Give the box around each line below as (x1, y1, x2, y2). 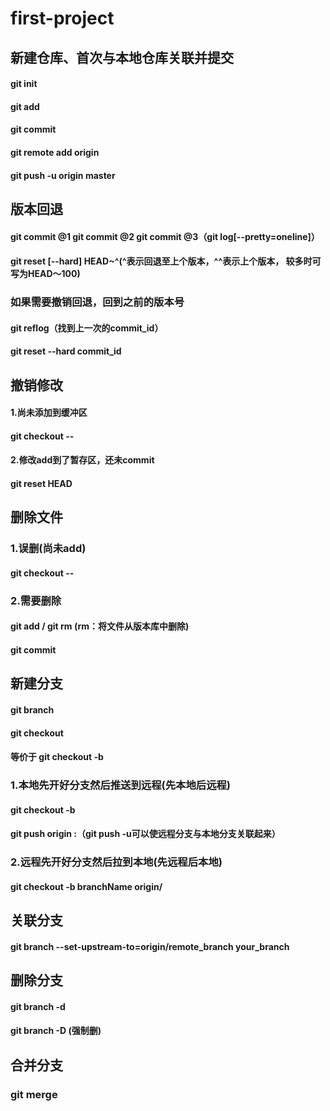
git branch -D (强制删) (10, 1025, 102, 1037)
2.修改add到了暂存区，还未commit (10, 454, 155, 466)
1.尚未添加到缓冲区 (10, 407, 88, 419)
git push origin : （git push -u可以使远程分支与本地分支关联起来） (10, 828, 281, 840)
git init (10, 78, 38, 90)
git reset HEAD (10, 478, 73, 489)
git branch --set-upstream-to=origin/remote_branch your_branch (10, 940, 290, 952)
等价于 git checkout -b (10, 751, 104, 763)
